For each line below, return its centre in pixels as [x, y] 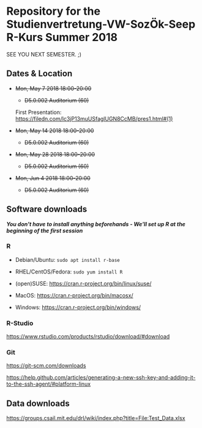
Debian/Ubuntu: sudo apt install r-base [68, 259]
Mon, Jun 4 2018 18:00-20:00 [53, 178]
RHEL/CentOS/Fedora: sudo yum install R [69, 272]
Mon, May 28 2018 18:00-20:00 [55, 154]
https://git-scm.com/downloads [46, 365]
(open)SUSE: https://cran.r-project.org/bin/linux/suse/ [83, 283]
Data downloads [38, 403]
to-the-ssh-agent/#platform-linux [49, 384]
